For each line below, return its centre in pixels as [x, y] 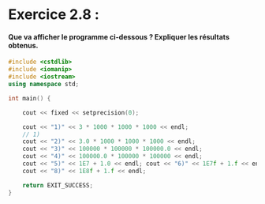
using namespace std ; [44, 85]
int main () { [30, 98]
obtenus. [23, 45]
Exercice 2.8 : [54, 15]
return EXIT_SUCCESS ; [58, 185]
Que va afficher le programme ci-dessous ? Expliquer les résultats [119, 36]
